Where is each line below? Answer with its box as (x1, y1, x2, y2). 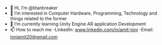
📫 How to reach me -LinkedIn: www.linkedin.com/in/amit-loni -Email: (10, 27, 154, 32)
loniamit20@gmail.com (10, 34, 58, 40)
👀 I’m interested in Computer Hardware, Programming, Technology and (10, 10, 157, 16)
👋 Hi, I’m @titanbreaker (10, 5, 58, 11)
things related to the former (10, 16, 67, 21)
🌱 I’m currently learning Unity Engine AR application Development (10, 21, 146, 27)
